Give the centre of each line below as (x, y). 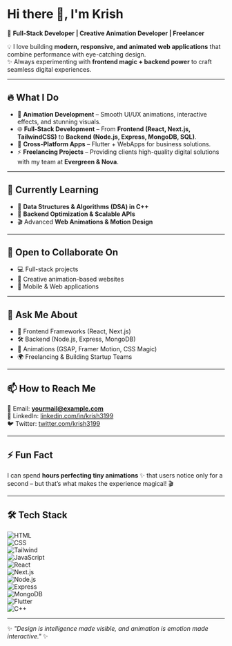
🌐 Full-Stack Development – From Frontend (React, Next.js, (104, 129)
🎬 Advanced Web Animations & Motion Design (85, 222)
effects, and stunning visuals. (59, 121)
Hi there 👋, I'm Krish (65, 14)
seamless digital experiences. (49, 69)
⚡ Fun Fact (30, 455)
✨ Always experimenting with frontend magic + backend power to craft (109, 61)
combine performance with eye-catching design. (77, 54)
